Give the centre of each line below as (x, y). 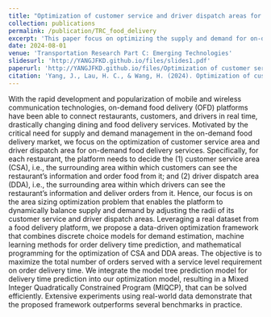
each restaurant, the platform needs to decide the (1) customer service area (134, 159)
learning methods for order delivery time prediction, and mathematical (125, 244)
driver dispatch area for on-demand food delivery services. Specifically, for (133, 150)
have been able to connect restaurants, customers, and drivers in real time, (133, 116)
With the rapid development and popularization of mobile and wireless (125, 98)
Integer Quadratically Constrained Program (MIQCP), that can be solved (128, 287)
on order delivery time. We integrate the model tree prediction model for (128, 270)
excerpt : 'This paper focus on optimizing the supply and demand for (128, 38)
